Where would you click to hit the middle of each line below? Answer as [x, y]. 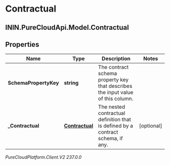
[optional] [151, 126]
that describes [115, 86]
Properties [22, 44]
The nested [112, 107]
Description [116, 59]
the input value [116, 92]
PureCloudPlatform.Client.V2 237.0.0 [44, 157]
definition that [115, 120]
